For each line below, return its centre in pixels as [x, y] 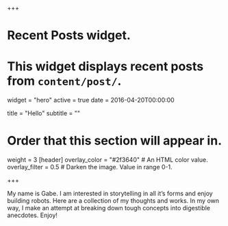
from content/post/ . [64, 81]
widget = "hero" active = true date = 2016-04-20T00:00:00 [91, 100]
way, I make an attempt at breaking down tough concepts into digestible [109, 208]
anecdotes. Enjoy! [33, 215]
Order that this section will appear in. [115, 141]
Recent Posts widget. [69, 36]
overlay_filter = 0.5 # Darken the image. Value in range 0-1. [90, 167]
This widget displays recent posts [105, 67]
